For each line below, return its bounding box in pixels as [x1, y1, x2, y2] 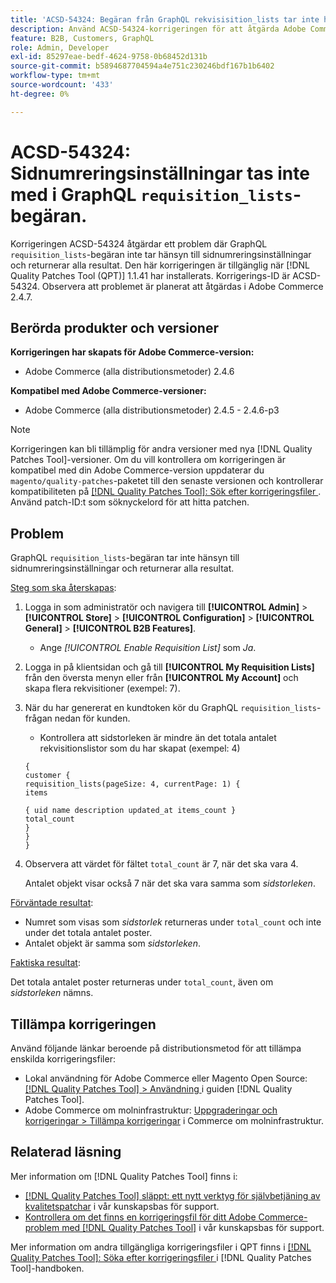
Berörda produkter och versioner [10, 319, 219, 336]
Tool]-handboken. [10, 1262, 85, 1274]
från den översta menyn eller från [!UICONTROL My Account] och [24, 672, 299, 684]
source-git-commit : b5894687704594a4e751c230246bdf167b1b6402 [10, 61, 275, 71]
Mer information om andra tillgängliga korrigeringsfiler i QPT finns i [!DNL [10, 1241, 312, 1253]
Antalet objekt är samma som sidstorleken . [24, 937, 201, 950]
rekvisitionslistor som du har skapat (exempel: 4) [39, 742, 241, 755]
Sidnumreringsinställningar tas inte [10, 162, 310, 185]
